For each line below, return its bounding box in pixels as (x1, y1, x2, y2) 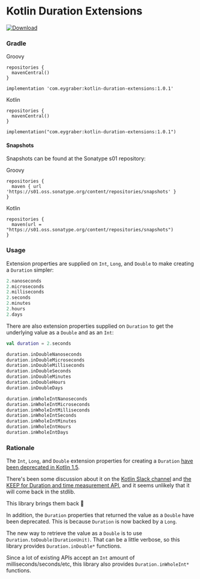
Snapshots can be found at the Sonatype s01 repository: (6, 155, 146, 162)
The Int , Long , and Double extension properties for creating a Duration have (6, 457, 193, 465)
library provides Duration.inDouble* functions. (6, 542, 122, 549)
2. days (6, 311, 23, 318)
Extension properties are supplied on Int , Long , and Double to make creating (6, 260, 195, 267)
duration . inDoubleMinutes (6, 374, 71, 380)
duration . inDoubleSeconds (6, 368, 71, 374)
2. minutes (6, 300, 31, 307)
